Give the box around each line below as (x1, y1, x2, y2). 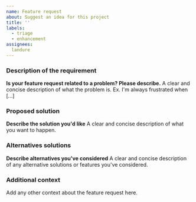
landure (11, 47, 31, 53)
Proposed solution (6, 107, 60, 115)
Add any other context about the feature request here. (6, 189, 138, 196)
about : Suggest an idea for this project (6, 14, 110, 20)
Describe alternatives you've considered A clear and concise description (6, 154, 187, 162)
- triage (11, 31, 33, 37)
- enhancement (11, 36, 46, 42)
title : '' (6, 19, 31, 25)
